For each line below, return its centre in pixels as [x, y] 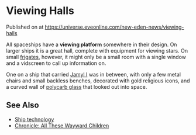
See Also [23, 105]
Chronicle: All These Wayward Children [62, 125]
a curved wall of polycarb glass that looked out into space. [77, 86]
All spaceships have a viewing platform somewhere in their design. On [92, 44]
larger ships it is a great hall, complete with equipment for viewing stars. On [97, 50]
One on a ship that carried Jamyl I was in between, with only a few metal [94, 74]
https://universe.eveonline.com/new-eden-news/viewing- [114, 27]
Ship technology [34, 119]
